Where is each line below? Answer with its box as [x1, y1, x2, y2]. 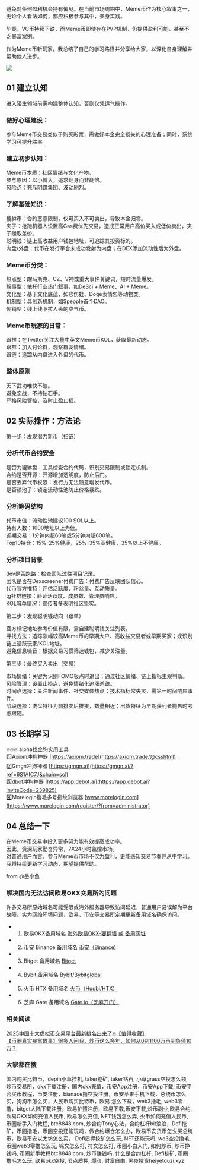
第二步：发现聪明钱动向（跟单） [6, 613, 84, 620]
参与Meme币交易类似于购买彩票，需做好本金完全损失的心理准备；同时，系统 [6, 131, 193, 138]
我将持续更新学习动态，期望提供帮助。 [6, 860, 99, 867]
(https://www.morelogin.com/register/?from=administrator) [6, 802, 150, 809]
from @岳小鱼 [6, 872, 40, 879]
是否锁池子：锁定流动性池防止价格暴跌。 [6, 486, 105, 493]
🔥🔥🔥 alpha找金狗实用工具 [6, 746, 69, 753]
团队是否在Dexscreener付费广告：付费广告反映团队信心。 [6, 578, 147, 585]
